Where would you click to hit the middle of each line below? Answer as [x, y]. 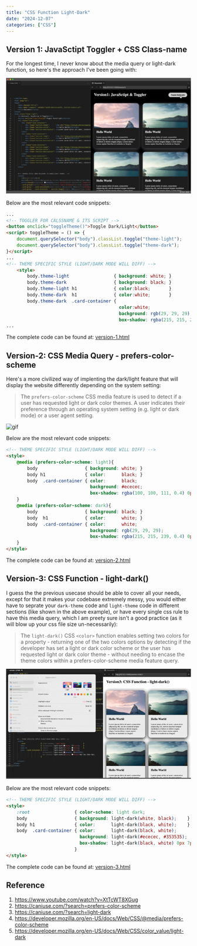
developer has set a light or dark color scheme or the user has [96, 648]
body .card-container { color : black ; [82, 481]
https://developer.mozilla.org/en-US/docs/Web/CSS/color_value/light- [99, 931]
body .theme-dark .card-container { [72, 301]
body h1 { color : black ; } [85, 474]
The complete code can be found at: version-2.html [68, 560]
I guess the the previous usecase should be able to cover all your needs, [94, 593]
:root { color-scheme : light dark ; [81, 812]
